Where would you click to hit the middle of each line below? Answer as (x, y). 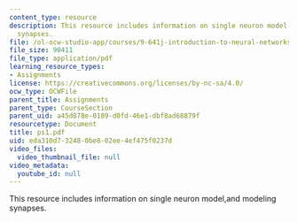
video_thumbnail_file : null (69, 157)
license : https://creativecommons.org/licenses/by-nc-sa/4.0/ (126, 83)
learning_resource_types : (57, 67)
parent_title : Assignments (59, 100)
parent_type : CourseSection (61, 108)
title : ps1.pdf (37, 133)
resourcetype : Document (53, 125)
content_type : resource (53, 17)
